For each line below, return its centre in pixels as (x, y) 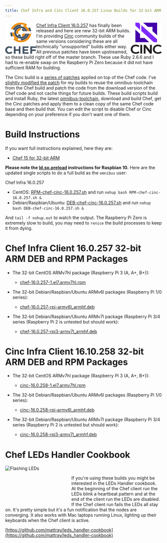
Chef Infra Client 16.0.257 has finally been (79, 25)
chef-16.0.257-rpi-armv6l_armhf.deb (57, 307)
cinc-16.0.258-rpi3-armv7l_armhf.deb (58, 434)
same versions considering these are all (77, 41)
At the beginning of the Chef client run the (115, 489)
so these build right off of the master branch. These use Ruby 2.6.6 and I (80, 57)
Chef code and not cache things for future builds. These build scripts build (82, 93)
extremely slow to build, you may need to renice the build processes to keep (83, 223)
